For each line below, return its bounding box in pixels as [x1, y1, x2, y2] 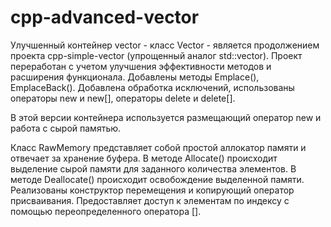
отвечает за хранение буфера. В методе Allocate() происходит [10, 152, 278, 164]
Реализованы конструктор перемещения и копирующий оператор [10, 184, 295, 196]
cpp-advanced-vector [10, 6, 200, 29]
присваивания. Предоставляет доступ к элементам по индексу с [10, 194, 290, 206]
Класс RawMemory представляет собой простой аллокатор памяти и [10, 141, 307, 153]
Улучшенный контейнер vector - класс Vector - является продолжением [10, 39, 320, 51]
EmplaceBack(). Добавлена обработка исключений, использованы [10, 81, 295, 93]
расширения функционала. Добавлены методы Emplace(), [10, 71, 260, 83]
